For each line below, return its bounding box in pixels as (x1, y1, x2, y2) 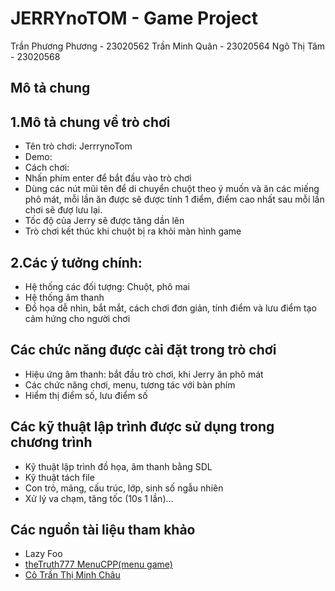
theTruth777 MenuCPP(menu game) (24, 558, 173, 571)
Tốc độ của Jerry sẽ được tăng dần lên (24, 215, 185, 227)
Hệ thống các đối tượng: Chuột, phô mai (24, 280, 190, 292)
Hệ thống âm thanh (24, 291, 105, 303)
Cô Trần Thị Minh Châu (24, 569, 121, 581)
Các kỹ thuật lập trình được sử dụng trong (10, 418, 275, 436)
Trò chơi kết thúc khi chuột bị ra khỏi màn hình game (24, 225, 242, 237)
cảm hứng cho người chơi (24, 312, 131, 324)
